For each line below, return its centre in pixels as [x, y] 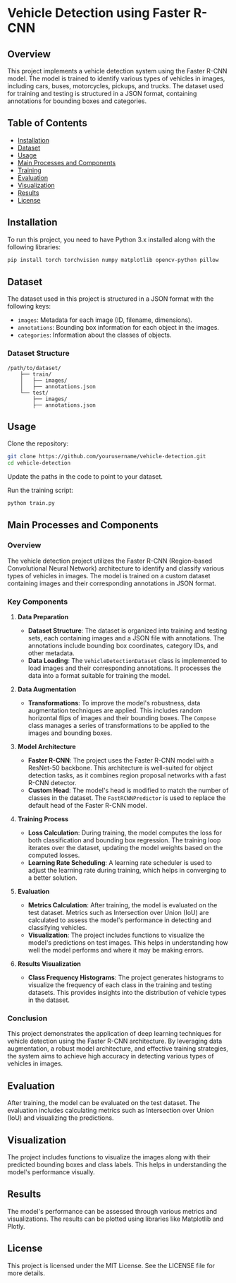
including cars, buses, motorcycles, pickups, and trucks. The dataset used [115, 86]
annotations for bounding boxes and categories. [77, 101]
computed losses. [54, 855]
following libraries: [34, 247]
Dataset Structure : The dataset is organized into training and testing [128, 631]
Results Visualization [49, 964]
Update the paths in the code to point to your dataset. [85, 477]
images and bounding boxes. [70, 733]
